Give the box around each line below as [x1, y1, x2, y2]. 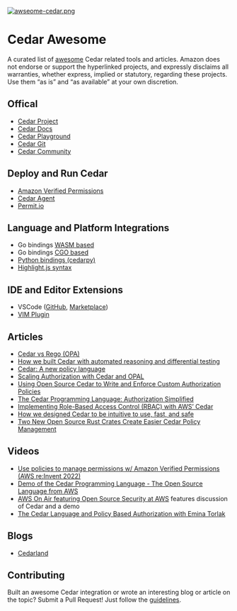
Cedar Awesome [7, 32, 107, 47]
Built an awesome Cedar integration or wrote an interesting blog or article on [7, 588, 231, 597]
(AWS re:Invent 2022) [17, 471, 81, 480]
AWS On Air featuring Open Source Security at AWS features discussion [17, 494, 229, 503]
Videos [7, 445, 40, 457]
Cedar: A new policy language [17, 365, 106, 373]
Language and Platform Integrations [7, 222, 170, 234]
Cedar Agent [17, 194, 55, 202]
